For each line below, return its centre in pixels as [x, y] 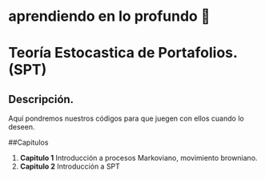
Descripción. [41, 99]
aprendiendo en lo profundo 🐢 [109, 16]
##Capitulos [28, 142]
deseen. [22, 127]
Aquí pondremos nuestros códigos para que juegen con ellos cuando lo [126, 118]
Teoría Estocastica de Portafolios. [123, 53]
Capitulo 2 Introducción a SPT [70, 166]
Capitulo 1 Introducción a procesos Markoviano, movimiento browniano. [139, 158]
